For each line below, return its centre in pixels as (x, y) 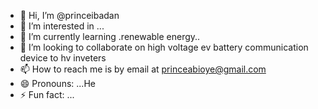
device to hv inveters (63, 58)
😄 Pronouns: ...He (57, 83)
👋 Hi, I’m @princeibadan (69, 15)
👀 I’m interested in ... (62, 26)
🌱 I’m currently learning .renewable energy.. (110, 36)
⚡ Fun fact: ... (47, 94)
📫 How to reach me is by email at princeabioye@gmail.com (143, 69)
